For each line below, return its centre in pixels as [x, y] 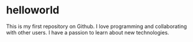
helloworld [33, 10]
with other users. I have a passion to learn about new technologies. [88, 32]
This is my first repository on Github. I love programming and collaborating [97, 26]
